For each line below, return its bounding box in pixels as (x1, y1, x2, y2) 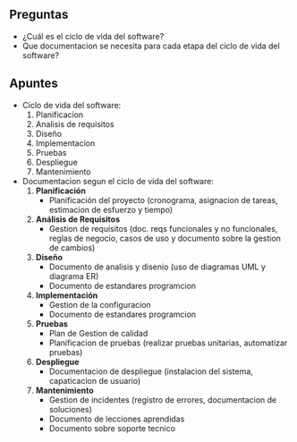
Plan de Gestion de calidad (48, 327, 148, 338)
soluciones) (48, 404, 92, 414)
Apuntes (9, 76, 58, 91)
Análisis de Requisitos (35, 214, 121, 225)
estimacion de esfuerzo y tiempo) (48, 204, 174, 215)
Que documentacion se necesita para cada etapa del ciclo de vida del (21, 40, 280, 51)
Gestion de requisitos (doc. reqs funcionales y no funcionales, (48, 223, 278, 234)
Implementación (35, 290, 98, 301)
